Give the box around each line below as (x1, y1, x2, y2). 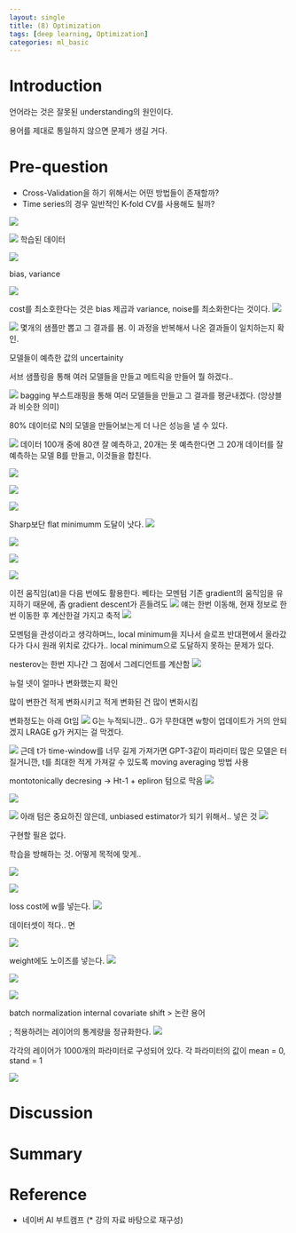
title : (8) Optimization (9, 21, 101, 30)
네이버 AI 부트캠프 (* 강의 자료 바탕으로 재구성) (21, 1214, 183, 1226)
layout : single (9, 12, 66, 22)
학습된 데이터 (19, 235, 66, 245)
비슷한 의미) (18, 402, 60, 412)
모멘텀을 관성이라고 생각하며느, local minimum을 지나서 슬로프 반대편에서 (9, 629, 263, 640)
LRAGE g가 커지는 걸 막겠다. (25, 727, 124, 737)
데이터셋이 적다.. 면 (9, 920, 75, 931)
